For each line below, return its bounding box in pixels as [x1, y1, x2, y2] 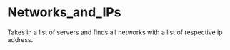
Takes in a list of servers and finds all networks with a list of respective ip [7, 28, 223, 36]
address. [7, 35, 34, 44]
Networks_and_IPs [7, 4, 121, 21]
